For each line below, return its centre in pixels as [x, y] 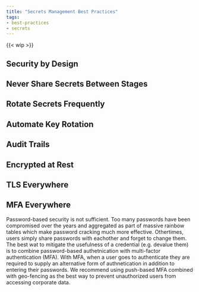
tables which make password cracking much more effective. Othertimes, [95, 231]
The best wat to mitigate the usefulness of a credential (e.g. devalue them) [97, 245]
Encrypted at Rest [40, 165]
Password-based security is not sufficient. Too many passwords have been [98, 219]
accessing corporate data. [38, 282]
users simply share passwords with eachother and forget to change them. [97, 238]
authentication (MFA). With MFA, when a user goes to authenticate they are [98, 257]
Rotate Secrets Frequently [56, 104]
